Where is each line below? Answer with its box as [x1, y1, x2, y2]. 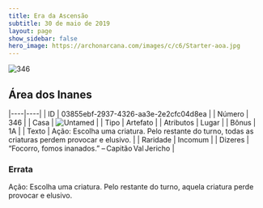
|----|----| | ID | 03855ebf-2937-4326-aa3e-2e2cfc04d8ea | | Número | [8, 108, 249, 118]
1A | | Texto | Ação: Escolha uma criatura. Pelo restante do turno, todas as [8, 126, 254, 136]
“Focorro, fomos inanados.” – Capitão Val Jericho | [8, 143, 176, 153]
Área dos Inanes [8, 87, 92, 101]
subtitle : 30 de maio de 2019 [8, 19, 111, 28]
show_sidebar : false [8, 34, 78, 43]
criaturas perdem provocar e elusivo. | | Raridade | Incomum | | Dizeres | [8, 134, 249, 144]
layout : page [8, 27, 53, 35]
